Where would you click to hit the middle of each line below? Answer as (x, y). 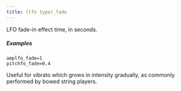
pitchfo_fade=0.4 (29, 64)
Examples (19, 43)
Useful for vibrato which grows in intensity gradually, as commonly (90, 75)
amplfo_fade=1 (25, 58)
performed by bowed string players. (52, 81)
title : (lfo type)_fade (37, 12)
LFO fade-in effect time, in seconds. (52, 29)
